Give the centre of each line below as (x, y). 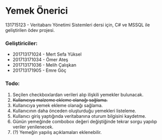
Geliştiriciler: (21, 43)
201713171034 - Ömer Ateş (40, 60)
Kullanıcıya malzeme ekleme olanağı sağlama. (60, 100)
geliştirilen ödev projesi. (30, 30)
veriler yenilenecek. (33, 127)
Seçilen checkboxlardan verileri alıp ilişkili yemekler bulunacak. (78, 95)
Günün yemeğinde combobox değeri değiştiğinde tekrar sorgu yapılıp (85, 121)
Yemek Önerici (37, 11)
